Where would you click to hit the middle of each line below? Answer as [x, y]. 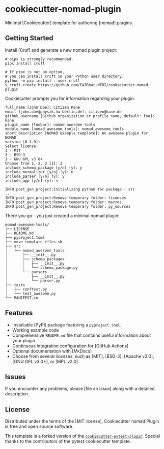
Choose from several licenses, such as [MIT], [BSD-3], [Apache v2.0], [83, 356]
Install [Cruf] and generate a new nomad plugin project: [61, 50]
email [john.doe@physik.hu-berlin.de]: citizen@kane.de [63, 112]
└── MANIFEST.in [22, 298]
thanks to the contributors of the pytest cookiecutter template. [68, 441]
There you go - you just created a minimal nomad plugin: [62, 216]
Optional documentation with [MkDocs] [52, 351]
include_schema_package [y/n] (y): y [44, 168]
